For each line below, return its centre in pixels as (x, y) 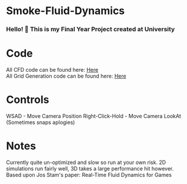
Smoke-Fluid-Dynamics (66, 11)
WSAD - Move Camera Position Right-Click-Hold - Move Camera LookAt (93, 116)
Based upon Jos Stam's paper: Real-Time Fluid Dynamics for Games (89, 175)
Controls (28, 100)
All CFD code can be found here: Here (52, 70)
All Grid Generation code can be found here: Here (66, 76)
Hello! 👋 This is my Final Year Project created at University (91, 29)
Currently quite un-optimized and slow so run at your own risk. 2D (86, 162)
